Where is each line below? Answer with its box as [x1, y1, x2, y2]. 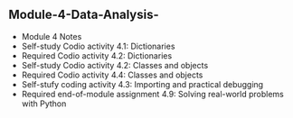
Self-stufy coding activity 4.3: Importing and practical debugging [21, 78, 264, 89]
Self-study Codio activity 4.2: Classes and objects [21, 59, 209, 70]
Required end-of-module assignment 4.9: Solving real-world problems [21, 88, 284, 99]
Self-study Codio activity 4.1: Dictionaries [21, 41, 175, 51]
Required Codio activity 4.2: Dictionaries [21, 50, 173, 61]
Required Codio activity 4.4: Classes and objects [21, 69, 203, 80]
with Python [21, 98, 67, 109]
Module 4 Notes [21, 31, 82, 41]
